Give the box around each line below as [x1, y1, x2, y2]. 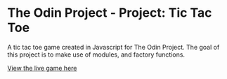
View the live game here [7, 64, 77, 72]
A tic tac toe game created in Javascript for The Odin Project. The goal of [7, 43, 220, 51]
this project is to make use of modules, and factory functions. [7, 50, 185, 59]
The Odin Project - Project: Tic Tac [7, 5, 212, 21]
